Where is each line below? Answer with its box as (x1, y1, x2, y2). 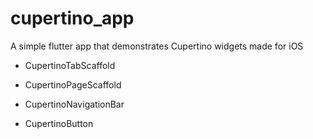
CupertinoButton (24, 117, 94, 129)
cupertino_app (10, 7, 135, 30)
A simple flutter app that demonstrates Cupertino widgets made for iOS (10, 40, 304, 52)
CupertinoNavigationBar (24, 98, 125, 110)
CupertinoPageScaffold (24, 78, 122, 91)
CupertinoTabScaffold (24, 59, 116, 71)
